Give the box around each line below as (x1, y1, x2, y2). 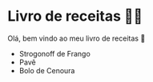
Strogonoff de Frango (18, 49, 91, 58)
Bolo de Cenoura (18, 65, 75, 75)
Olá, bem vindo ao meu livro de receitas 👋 (7, 33, 146, 43)
